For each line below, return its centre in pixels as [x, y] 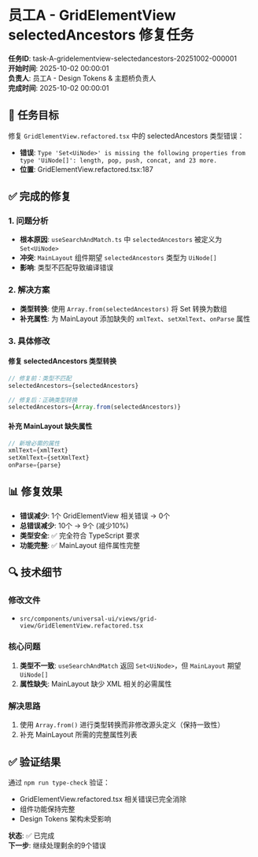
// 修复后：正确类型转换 [43, 400]
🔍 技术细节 [35, 573]
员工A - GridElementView [92, 15]
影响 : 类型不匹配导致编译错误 [66, 267]
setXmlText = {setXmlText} [49, 458]
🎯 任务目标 [33, 116]
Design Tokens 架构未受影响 [65, 818]
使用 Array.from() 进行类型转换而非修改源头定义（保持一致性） [122, 725]
